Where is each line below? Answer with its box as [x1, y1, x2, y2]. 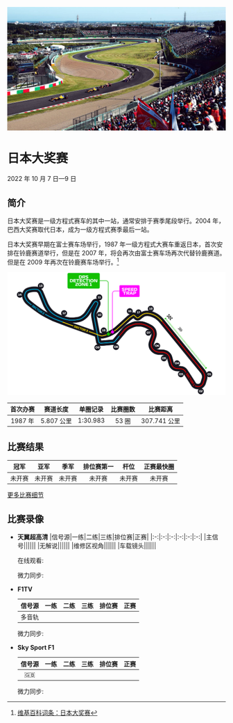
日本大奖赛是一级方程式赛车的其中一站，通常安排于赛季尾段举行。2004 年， [7, 216, 225, 225]
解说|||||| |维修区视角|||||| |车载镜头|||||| [45, 541, 157, 550]
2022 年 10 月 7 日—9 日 [7, 175, 77, 183]
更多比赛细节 [7, 491, 44, 499]
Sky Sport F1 [17, 644, 55, 652]
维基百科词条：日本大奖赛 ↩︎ [17, 708, 98, 717]
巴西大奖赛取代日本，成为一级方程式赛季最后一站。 [7, 225, 153, 234]
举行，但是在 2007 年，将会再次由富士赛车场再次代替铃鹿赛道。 [43, 249, 226, 257]
